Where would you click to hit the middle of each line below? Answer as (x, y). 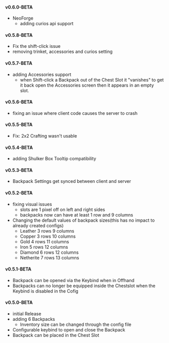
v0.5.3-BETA (19, 170)
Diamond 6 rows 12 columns (49, 252)
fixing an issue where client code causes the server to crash (75, 113)
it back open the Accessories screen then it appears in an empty (87, 85)
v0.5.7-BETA (19, 63)
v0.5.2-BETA (19, 193)
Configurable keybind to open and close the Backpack (69, 330)
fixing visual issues (32, 204)
